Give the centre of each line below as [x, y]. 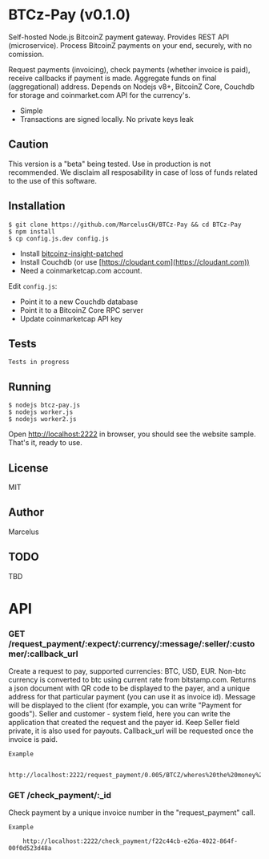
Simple [31, 111]
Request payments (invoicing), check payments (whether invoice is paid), [129, 69]
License [28, 468]
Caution [29, 145]
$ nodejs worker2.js [43, 419]
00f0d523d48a [30, 849]
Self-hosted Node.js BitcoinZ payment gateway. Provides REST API [119, 37]
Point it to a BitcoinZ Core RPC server [82, 310]
